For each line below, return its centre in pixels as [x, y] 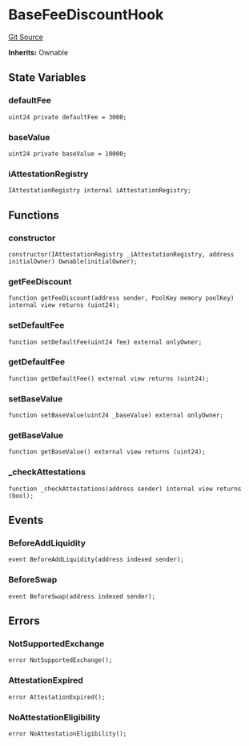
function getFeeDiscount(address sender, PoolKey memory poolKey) [121, 298]
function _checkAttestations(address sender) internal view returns [125, 489]
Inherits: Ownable [38, 52]
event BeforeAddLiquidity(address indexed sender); [96, 560]
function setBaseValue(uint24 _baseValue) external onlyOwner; [116, 415]
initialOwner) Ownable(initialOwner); [73, 261]
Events [26, 520]
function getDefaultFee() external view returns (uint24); [109, 378]
